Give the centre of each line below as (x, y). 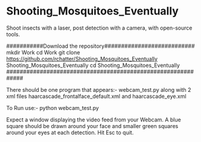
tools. (13, 34)
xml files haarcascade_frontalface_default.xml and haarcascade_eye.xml (96, 96)
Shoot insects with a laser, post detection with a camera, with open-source (99, 28)
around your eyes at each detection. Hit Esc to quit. (70, 132)
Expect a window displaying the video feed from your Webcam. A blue (94, 120)
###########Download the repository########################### (101, 46)
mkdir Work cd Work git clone (43, 52)
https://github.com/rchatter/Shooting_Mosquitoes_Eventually (82, 59)
